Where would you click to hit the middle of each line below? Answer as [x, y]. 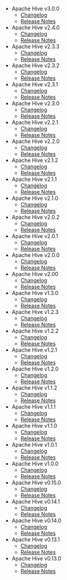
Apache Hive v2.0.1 [35, 236]
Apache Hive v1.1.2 [34, 388]
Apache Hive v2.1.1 [34, 179]
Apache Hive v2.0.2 [36, 217]
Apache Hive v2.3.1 [35, 84]
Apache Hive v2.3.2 [36, 65]
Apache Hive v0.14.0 [36, 521]
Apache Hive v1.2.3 [35, 312]
